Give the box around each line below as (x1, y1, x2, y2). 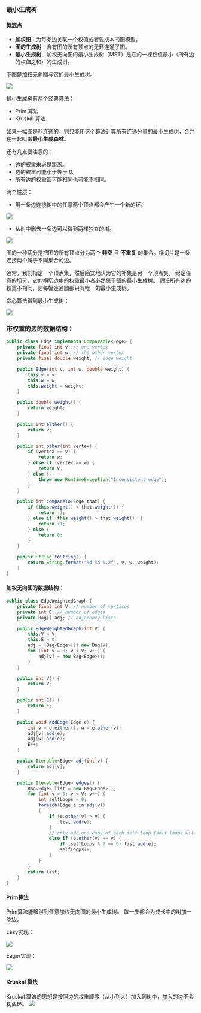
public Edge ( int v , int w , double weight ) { (17, 366, 130, 372)
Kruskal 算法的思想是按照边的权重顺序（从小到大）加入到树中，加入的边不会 (6, 993, 194, 1000)
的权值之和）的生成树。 (14, 58, 73, 65)
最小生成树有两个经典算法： (6, 95, 75, 102)
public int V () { (17, 675, 60, 681)
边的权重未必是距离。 (14, 161, 68, 168)
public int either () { (17, 421, 74, 427)
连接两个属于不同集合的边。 (6, 256, 75, 264)
